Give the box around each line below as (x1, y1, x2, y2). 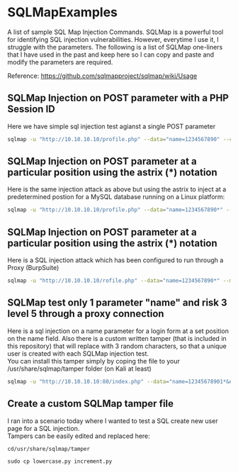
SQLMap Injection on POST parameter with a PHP (7, 92, 229, 104)
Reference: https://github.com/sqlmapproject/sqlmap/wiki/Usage (7, 72, 198, 80)
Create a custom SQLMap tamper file (7, 398, 174, 410)
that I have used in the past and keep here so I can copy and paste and (7, 50, 215, 59)
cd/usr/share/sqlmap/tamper (7, 445, 91, 452)
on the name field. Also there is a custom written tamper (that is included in (7, 334, 227, 342)
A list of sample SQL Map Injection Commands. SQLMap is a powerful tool (7, 28, 224, 36)
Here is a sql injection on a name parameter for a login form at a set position (7, 327, 229, 335)
